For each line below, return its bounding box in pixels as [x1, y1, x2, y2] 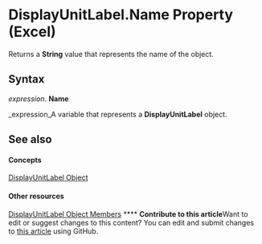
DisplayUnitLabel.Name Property [8, 6, 234, 24]
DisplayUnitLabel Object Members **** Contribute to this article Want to [8, 209, 248, 218]
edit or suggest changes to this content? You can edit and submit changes [8, 218, 255, 227]
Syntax [8, 72, 45, 86]
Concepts [8, 155, 42, 165]
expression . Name [8, 94, 69, 104]
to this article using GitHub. [8, 226, 99, 236]
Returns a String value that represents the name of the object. [8, 49, 215, 59]
